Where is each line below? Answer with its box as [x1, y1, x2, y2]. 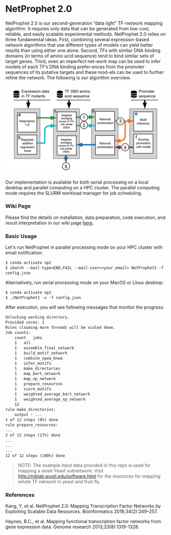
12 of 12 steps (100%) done [5, 453, 66, 459]
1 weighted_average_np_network [14, 397, 86, 402]
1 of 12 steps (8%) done [5, 418, 58, 423]
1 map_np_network [14, 377, 56, 382]
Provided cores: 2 [5, 320, 45, 325]
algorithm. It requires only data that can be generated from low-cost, [5, 25, 150, 31]
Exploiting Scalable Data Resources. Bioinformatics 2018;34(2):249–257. [5, 508, 158, 514]
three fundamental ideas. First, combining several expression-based [5, 36, 149, 43]
